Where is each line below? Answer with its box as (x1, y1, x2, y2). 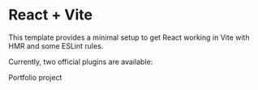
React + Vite (8, 6, 93, 24)
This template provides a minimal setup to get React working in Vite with (8, 32, 250, 42)
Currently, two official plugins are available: (8, 57, 153, 66)
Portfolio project (8, 72, 62, 82)
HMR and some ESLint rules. (8, 41, 104, 50)
